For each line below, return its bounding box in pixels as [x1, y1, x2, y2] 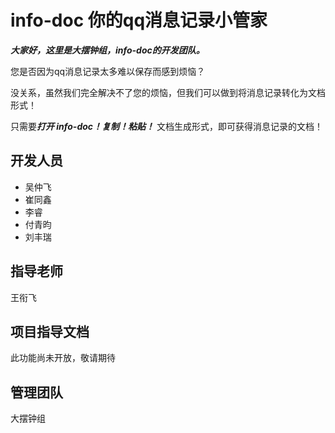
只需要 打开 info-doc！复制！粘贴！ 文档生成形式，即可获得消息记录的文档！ [10, 120, 324, 132]
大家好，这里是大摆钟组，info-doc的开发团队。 [10, 44, 205, 56]
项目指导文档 [10, 323, 90, 340]
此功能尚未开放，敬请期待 [10, 352, 116, 364]
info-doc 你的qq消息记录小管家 [10, 9, 268, 32]
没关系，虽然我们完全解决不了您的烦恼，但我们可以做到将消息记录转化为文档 [10, 86, 326, 98]
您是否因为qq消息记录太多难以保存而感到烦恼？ [10, 65, 206, 77]
